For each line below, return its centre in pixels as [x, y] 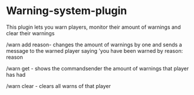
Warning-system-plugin [67, 11]
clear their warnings [30, 33]
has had [16, 74]
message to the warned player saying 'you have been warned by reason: [95, 50]
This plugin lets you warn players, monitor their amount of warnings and [93, 27]
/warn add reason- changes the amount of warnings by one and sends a [94, 45]
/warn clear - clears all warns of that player [58, 86]
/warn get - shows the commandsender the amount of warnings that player [98, 68]
